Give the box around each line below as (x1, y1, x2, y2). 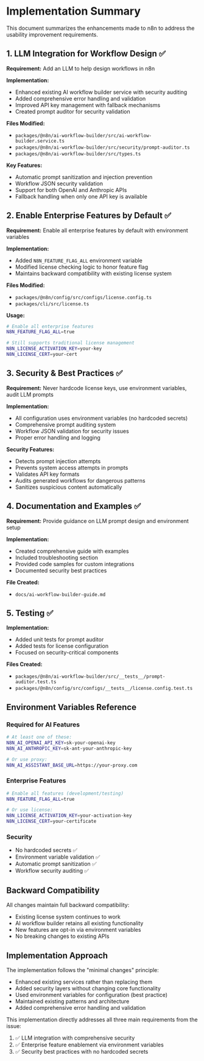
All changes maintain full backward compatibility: (6, 901, 130, 909)
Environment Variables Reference (6, 702, 137, 712)
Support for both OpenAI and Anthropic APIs (15, 186, 127, 193)
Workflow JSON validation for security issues (15, 427, 129, 435)
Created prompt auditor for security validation (15, 108, 131, 115)
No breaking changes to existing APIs (15, 932, 110, 940)
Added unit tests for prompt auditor (15, 636, 104, 644)
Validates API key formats (15, 470, 80, 478)
